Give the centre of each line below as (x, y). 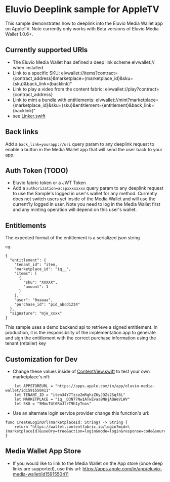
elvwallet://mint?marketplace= (127, 100)
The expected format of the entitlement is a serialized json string (73, 238)
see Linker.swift (29, 116)
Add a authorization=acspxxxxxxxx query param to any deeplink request (88, 188)
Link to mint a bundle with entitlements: (53, 100)
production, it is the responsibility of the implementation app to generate (80, 333)
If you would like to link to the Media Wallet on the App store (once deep (88, 463)
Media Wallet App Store (43, 451)
